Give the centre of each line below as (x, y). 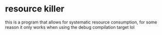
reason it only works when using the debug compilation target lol (70, 27)
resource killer (35, 9)
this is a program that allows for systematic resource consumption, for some (81, 22)
